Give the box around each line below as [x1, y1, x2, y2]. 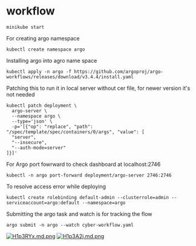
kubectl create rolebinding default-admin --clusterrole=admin [6, 194, 169, 200]
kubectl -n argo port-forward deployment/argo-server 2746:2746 [6, 172, 172, 178]
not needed [6, 90, 35, 98]
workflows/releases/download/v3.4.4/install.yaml [6, 74, 134, 80]
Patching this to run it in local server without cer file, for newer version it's [6, 84, 191, 92]
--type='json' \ [11, 118, 53, 124]
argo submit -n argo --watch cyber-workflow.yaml [6, 222, 134, 228]
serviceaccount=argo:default [6, 200, 80, 206]
